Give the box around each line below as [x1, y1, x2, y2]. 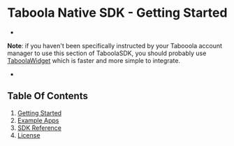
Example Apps [17, 116, 59, 124]
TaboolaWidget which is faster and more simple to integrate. [7, 56, 180, 64]
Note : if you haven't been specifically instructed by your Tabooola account [7, 41, 222, 50]
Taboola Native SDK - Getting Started [7, 5, 228, 21]
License [17, 131, 41, 139]
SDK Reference [17, 124, 61, 132]
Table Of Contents [7, 90, 89, 102]
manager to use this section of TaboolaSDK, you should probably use [7, 49, 207, 57]
